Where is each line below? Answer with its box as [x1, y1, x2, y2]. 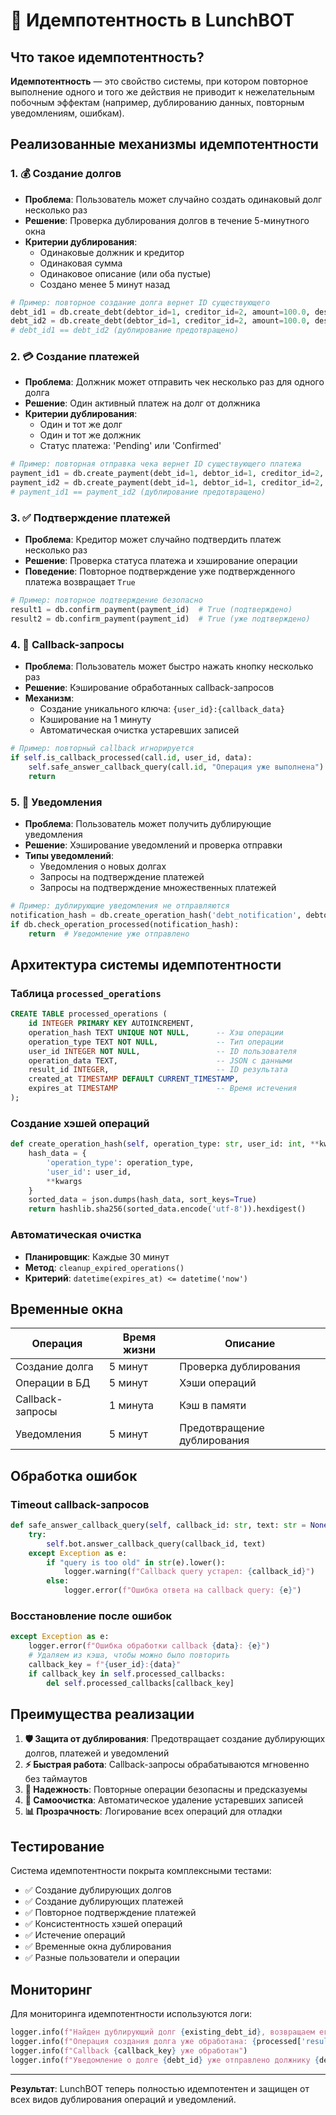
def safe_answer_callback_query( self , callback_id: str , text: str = [10, 1520, 307, 1531]
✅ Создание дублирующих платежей [24, 1895, 184, 1908]
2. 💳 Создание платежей [10, 350, 140, 364]
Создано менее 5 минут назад [39, 278, 170, 290]
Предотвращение [179, 1421, 265, 1435]
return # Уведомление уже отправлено [28, 929, 190, 939]
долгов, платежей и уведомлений [24, 1747, 170, 1759]
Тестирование [10, 1838, 105, 1855]
